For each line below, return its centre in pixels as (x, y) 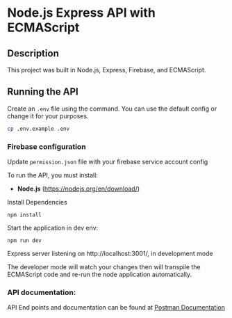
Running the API (43, 92)
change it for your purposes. (48, 116)
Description (33, 53)
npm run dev (24, 240)
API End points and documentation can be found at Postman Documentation (116, 308)
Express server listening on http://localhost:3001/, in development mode (110, 253)
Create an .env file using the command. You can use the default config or (112, 109)
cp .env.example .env (39, 129)
